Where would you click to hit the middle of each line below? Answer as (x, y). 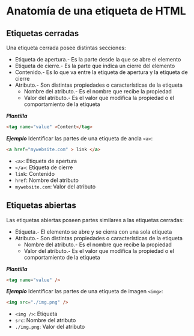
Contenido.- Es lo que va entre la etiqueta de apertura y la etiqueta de (101, 72)
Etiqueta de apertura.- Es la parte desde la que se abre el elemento (98, 59)
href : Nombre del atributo (47, 180)
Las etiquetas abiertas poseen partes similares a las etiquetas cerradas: (95, 220)
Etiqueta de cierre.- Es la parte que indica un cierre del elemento (95, 66)
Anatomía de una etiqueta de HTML (96, 11)
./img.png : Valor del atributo (50, 327)
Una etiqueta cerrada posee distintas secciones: (66, 48)
